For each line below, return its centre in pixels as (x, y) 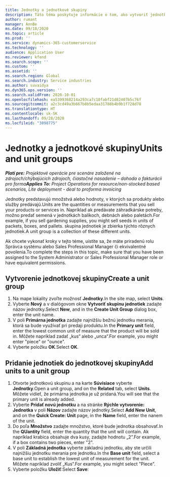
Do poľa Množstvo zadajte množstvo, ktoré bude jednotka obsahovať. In (88, 426)
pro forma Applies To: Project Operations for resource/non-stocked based (83, 184)
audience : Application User (35, 52)
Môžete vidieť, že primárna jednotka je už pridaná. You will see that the (86, 394)
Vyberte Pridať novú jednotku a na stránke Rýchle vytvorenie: (78, 405)
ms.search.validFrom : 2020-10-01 (40, 95)
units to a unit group (37, 371)
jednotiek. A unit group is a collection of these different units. (68, 231)
